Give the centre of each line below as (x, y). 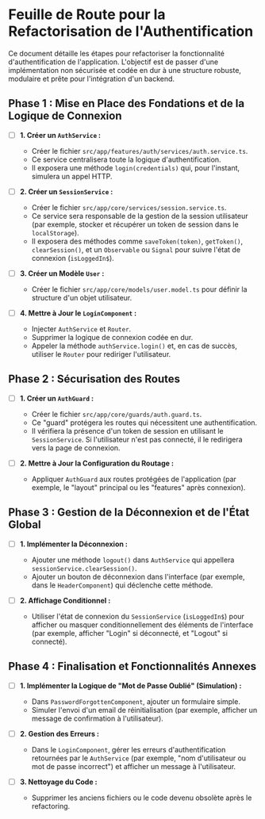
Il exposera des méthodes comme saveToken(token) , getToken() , (137, 241)
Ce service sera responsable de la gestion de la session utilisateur (140, 216)
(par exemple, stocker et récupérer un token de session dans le (135, 224)
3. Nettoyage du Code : (58, 782)
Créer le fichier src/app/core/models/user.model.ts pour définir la (139, 289)
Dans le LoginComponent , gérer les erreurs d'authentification (129, 749)
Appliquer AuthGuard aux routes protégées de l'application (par (134, 479)
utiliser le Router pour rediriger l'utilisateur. (101, 354)
